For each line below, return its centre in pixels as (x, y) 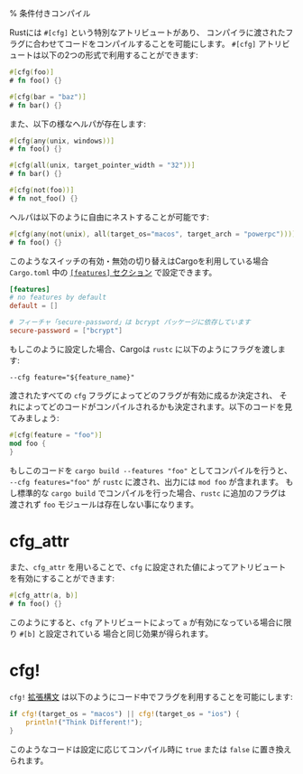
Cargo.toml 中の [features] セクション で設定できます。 (113, 272)
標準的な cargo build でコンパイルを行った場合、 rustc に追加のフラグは (151, 493)
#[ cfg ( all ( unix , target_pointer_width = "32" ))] (102, 165)
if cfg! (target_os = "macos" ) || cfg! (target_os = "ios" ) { (125, 714)
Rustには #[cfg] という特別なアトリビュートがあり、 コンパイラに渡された (147, 33)
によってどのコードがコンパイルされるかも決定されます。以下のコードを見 (155, 406)
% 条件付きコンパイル (50, 13)
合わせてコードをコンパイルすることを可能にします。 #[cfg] (145, 44)
